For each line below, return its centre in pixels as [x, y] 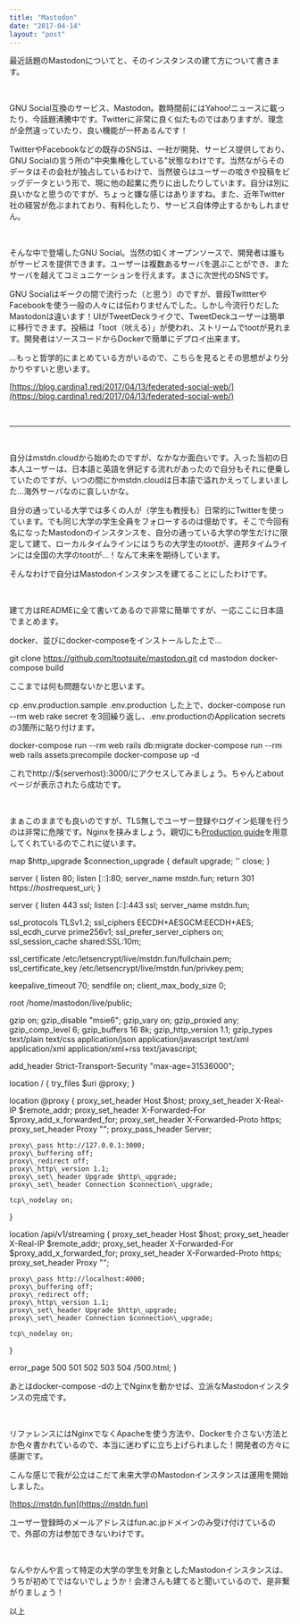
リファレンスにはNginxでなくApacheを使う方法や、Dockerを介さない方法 [145, 1434]
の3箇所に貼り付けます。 [54, 728]
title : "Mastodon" [43, 17]
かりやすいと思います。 [52, 369]
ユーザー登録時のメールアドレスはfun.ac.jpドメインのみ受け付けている [139, 1523]
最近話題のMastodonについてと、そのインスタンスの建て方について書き [141, 61]
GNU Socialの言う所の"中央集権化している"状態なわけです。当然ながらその [147, 161]
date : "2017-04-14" [46, 26]
